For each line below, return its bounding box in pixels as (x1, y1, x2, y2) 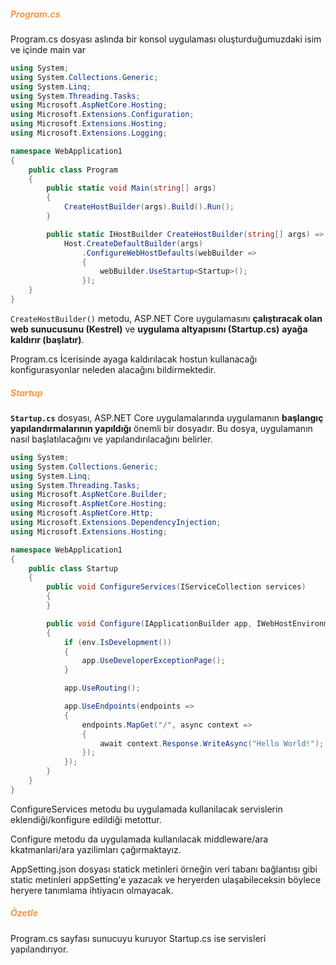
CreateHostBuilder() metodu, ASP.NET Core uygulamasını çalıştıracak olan (10, 312, 323, 324)
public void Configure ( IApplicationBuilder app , (46, 618, 253, 629)
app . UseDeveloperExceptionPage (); (81, 656, 226, 666)
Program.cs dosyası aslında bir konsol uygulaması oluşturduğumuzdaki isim (10, 33, 322, 45)
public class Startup (28, 563, 118, 574)
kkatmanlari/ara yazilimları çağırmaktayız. (10, 843, 182, 855)
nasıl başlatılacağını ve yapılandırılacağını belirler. (10, 433, 213, 445)
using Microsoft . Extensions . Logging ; (10, 128, 168, 139)
